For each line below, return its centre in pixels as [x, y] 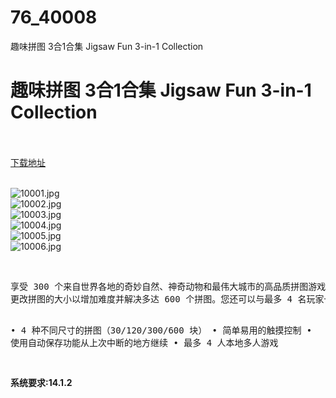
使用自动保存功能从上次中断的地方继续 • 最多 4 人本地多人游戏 [144, 342]
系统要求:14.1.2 [41, 382]
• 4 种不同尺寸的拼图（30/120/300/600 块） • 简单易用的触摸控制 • [161, 330]
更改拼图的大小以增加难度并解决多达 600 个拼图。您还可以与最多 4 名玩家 [167, 299]
